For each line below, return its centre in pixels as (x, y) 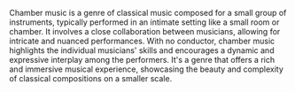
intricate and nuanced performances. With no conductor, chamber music (142, 41)
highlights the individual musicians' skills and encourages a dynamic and (142, 50)
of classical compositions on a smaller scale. (91, 78)
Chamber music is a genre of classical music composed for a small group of (148, 13)
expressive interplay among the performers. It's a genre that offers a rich (142, 60)
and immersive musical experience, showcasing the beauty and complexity (146, 69)
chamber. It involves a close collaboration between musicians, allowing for (145, 31)
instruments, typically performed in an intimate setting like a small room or (144, 22)
